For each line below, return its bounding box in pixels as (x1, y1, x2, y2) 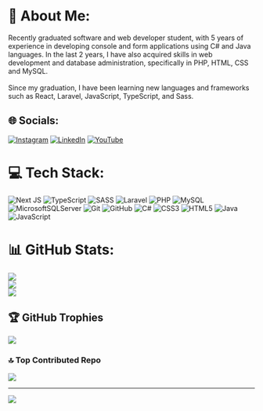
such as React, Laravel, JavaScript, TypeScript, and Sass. (8, 91, 194, 100)
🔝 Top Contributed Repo (8, 355, 102, 366)
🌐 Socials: (8, 114, 59, 128)
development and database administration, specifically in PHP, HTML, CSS (8, 58, 249, 67)
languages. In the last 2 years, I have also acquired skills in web (8, 49, 213, 59)
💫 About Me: (8, 7, 91, 25)
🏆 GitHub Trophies (8, 311, 104, 325)
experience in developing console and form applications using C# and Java (8, 41, 251, 50)
